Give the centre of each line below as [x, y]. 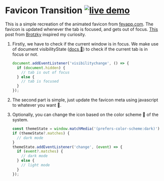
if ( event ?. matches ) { [40, 152]
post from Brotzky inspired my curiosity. [46, 34]
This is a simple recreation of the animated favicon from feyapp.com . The [79, 24]
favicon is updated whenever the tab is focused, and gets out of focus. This [82, 29]
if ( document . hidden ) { [41, 68]
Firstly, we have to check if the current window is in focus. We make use [85, 44]
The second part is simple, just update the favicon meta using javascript [85, 100]
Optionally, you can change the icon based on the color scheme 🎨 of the [85, 114]
